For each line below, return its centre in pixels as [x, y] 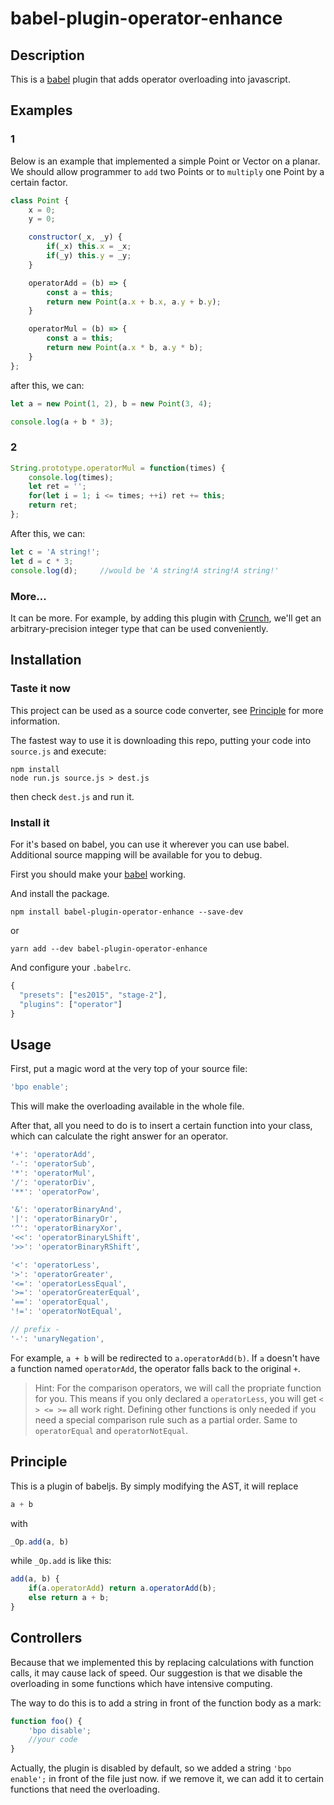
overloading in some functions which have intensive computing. [141, 1683]
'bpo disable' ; [60, 1730]
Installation [46, 660]
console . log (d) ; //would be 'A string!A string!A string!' [145, 570]
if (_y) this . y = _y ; [89, 256]
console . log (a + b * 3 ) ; [62, 422]
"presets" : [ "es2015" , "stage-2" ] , [93, 995]
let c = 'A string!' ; [55, 552]
